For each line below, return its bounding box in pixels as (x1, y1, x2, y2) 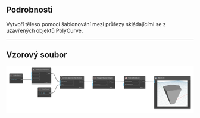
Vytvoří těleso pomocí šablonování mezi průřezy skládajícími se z (6, 20, 167, 27)
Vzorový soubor (6, 50, 67, 60)
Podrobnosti (6, 5, 53, 15)
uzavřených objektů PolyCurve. (6, 27, 83, 34)
